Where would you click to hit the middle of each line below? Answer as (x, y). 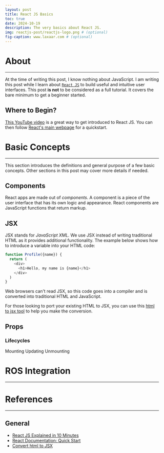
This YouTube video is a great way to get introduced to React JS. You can (79, 122)
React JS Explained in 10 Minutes (45, 435)
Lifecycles (18, 340)
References (29, 399)
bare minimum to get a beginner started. (46, 95)
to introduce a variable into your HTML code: (50, 246)
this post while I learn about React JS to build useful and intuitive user (75, 84)
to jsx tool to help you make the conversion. (49, 311)
